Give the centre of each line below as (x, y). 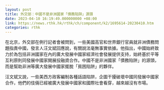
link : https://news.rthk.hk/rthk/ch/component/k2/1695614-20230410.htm (79, 23)
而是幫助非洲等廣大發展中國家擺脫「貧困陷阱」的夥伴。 (61, 67)
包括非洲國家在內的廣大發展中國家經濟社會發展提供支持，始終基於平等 (88, 54)
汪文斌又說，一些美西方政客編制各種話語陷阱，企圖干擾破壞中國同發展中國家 (82, 77)
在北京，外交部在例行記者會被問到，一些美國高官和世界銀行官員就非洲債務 (80, 42)
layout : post (18, 9)
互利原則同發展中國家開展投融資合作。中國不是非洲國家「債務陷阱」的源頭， (82, 60)
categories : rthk (23, 28)
